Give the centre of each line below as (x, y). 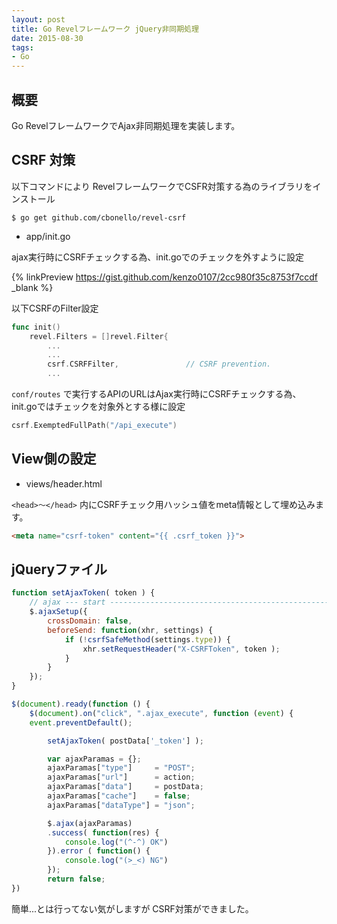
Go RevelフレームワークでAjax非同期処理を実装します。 (126, 125)
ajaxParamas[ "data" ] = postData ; (125, 787)
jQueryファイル (59, 569)
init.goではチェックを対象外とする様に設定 (98, 406)
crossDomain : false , (90, 621)
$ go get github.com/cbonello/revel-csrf (99, 217)
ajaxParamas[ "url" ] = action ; (121, 777)
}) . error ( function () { (99, 851)
